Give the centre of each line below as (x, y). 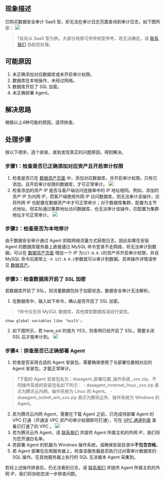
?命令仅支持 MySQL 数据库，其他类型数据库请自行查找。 (74, 312)
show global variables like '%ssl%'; (44, 321)
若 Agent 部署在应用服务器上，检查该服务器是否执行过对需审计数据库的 (84, 451)
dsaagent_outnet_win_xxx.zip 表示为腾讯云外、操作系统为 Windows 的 (88, 397)
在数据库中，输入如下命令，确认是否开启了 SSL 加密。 (67, 301)
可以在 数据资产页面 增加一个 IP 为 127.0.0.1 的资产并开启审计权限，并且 (86, 253)
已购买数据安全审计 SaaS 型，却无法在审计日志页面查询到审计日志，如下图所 (83, 22)
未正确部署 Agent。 (32, 93)
